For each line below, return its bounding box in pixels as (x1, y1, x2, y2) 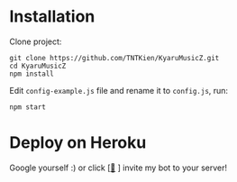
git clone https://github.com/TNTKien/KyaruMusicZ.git (9, 53, 220, 62)
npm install (9, 69, 54, 78)
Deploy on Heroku (9, 132, 147, 153)
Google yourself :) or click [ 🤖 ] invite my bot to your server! (9, 162, 228, 173)
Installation (9, 6, 96, 27)
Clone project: (9, 36, 62, 47)
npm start (9, 102, 47, 112)
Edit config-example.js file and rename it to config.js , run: (9, 85, 228, 96)
